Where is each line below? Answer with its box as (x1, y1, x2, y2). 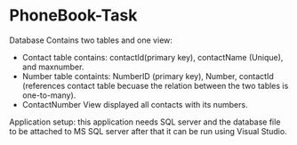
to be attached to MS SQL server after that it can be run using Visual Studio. (9, 125, 287, 136)
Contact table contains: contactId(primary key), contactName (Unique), (21, 52, 284, 62)
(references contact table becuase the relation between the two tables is (21, 80, 289, 91)
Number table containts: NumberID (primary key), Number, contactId (21, 70, 274, 81)
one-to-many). (21, 90, 76, 101)
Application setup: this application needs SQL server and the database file (9, 117, 281, 127)
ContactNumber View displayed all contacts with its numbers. (21, 99, 248, 109)
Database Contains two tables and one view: (9, 35, 173, 45)
